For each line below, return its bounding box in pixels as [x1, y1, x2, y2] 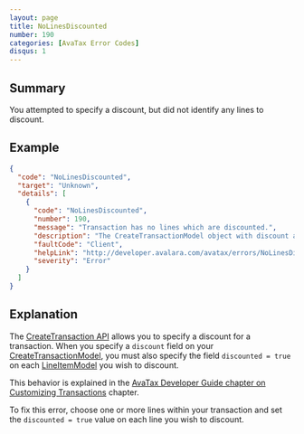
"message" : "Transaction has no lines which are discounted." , [33, 222, 278, 231]
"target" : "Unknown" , [17, 181, 100, 190]
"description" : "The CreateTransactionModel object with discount [33, 231, 290, 241]
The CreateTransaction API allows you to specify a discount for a [9, 331, 252, 342]
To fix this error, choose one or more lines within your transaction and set [9, 404, 283, 415]
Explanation [9, 307, 79, 322]
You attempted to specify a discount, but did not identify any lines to [9, 104, 264, 115]
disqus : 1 [9, 47, 47, 56]
